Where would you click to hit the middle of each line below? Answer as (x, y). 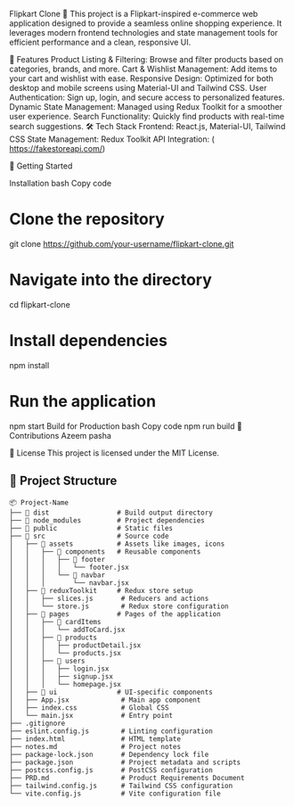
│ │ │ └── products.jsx (65, 653)
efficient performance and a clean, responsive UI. (100, 42)
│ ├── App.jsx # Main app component (105, 700)
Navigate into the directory (110, 280)
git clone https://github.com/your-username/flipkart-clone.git (122, 243)
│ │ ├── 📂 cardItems (55, 622)
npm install (29, 365)
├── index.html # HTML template (95, 739)
